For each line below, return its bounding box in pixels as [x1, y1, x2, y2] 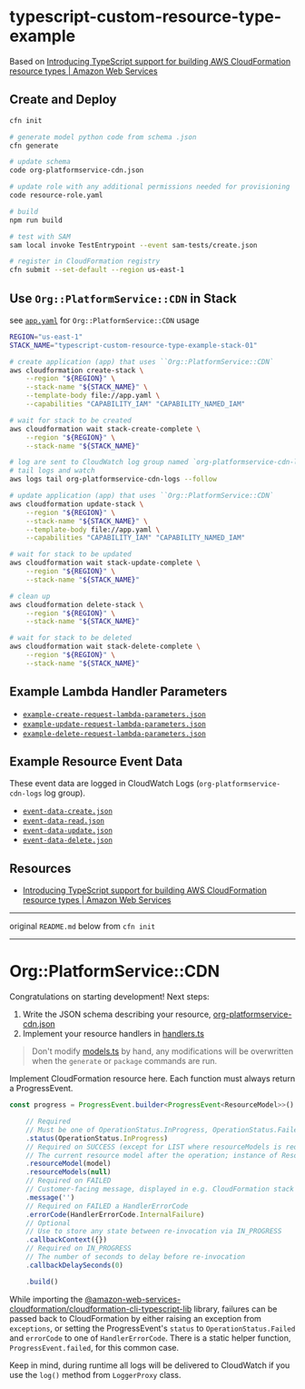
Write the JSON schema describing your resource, [22, 1009, 212, 1020]
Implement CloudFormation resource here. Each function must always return [9, 1073, 296, 1084]
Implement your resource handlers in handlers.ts [22, 1029, 204, 1039]
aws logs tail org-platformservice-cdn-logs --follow [9, 475, 218, 484]
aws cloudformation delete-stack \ [9, 600, 144, 609]
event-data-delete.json [22, 836, 113, 846]
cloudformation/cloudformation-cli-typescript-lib [9, 1303, 192, 1314]
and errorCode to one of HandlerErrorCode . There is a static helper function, [9, 1332, 291, 1343]
